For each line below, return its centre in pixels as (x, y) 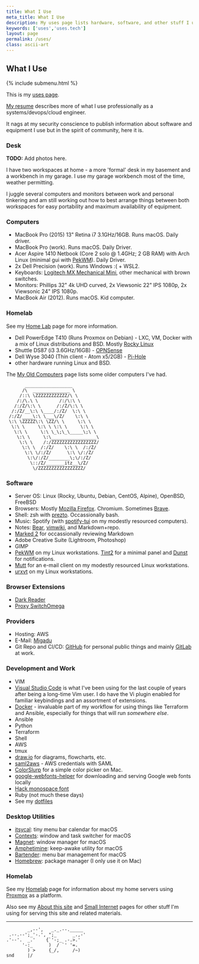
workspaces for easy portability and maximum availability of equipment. (94, 206)
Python (23, 725)
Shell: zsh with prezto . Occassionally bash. (67, 515)
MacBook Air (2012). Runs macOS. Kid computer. (75, 298)
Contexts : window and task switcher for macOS (73, 836)
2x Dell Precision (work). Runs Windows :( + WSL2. (77, 266)
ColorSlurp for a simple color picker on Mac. (69, 770)
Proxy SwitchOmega (40, 606)
